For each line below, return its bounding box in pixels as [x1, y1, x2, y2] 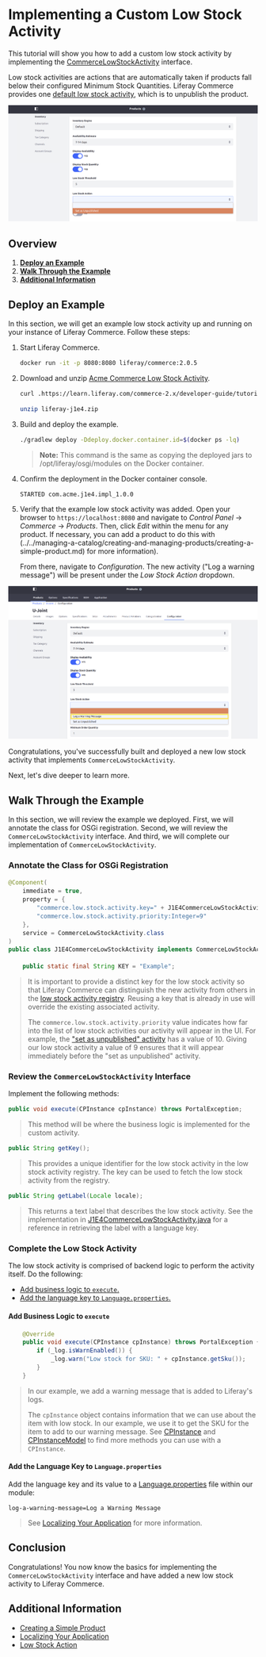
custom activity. [27, 1128, 80, 1137]
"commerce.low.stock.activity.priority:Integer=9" [36, 912, 207, 920]
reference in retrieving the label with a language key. [27, 1223, 199, 1233]
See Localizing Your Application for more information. [27, 1517, 203, 1528]
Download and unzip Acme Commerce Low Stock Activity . [19, 373, 211, 382]
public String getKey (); [8, 1145, 90, 1153]
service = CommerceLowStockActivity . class [22, 929, 165, 937]
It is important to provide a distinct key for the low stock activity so [27, 977, 245, 987]
